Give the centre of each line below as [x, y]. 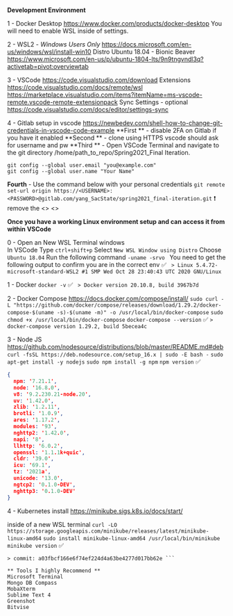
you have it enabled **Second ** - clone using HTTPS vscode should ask [113, 138]
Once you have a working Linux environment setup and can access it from [116, 221]
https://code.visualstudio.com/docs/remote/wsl [75, 87]
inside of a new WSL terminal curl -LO [62, 524]
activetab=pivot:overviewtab [48, 66]
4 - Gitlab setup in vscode [44, 123]
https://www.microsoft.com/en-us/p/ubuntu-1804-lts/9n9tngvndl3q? [106, 59]
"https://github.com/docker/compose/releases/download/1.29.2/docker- [118, 305]
